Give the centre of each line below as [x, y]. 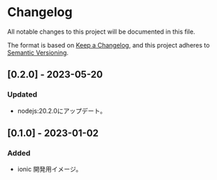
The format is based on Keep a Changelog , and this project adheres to [108, 45]
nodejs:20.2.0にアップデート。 [62, 111]
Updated [22, 95]
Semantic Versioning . [38, 53]
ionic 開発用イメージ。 [50, 169]
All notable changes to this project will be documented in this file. [101, 32]
